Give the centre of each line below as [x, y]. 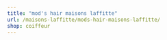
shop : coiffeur [29, 26]
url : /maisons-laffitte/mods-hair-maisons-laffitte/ [84, 20]
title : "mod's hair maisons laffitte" [62, 13]
